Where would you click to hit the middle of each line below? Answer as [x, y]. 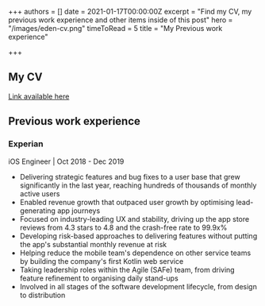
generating [37, 211]
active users [40, 193]
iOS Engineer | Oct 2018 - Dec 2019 [66, 161]
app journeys [79, 211]
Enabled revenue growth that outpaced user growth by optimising [127, 202]
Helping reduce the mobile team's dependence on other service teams [135, 253]
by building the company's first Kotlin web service [102, 261]
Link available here [39, 96]
